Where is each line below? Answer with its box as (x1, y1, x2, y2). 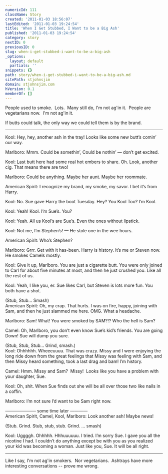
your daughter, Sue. (5, 373, 46, 379)
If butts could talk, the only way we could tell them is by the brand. (5, 120, 142, 126)
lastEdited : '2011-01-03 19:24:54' (5, 21, 79, 27)
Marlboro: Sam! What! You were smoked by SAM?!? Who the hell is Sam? (5, 318, 156, 324)
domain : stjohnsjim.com (5, 82, 55, 87)
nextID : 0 (5, 40, 26, 45)
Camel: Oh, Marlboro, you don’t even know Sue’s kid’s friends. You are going (5, 327, 163, 333)
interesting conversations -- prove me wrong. (5, 463, 99, 469)
